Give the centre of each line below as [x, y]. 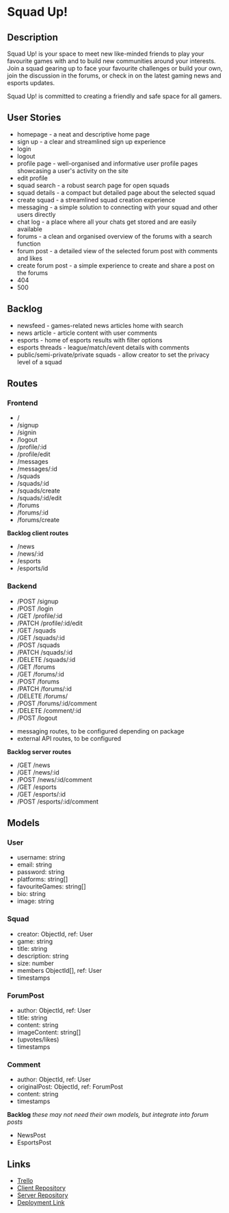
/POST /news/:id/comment [54, 779]
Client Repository [41, 1188]
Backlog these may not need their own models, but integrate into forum [108, 1115]
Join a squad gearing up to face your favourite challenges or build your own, [115, 68]
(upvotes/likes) [38, 1039]
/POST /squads [38, 645]
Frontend [23, 403]
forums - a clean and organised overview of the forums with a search [114, 236]
